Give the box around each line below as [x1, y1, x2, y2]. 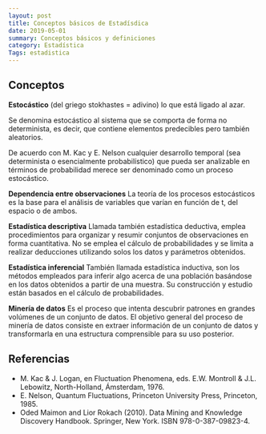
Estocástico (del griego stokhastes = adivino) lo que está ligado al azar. [8, 99, 246, 109]
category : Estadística [8, 42, 84, 50]
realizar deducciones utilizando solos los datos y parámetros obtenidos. [8, 247, 246, 256]
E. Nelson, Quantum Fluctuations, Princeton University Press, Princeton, [19, 390, 258, 400]
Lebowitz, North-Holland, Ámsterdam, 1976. [19, 382, 165, 392]
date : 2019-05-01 [8, 26, 66, 34]
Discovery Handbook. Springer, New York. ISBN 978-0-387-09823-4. [19, 416, 251, 425]
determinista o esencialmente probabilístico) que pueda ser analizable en [8, 156, 251, 166]
